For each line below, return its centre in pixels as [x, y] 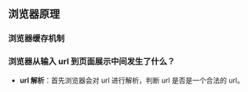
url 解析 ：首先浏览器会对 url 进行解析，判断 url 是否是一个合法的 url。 [132, 80]
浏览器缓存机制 [36, 39]
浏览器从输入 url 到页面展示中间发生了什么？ [92, 61]
